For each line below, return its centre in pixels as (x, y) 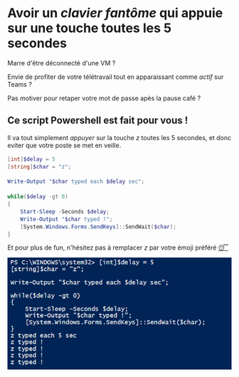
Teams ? (20, 84)
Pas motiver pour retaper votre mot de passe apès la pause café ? (104, 98)
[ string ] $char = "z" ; (39, 166)
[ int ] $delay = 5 (31, 159)
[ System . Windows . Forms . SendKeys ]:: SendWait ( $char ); (98, 227)
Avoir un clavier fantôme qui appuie (115, 13)
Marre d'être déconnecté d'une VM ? (62, 63)
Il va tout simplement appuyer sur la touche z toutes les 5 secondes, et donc (119, 137)
